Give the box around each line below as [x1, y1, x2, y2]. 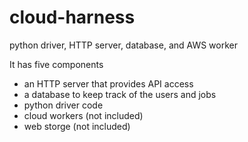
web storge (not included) [23, 120, 131, 132]
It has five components [9, 58, 104, 70]
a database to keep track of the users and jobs [23, 88, 217, 100]
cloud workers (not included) [23, 109, 144, 121]
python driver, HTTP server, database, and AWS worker [9, 39, 238, 51]
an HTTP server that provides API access [23, 77, 194, 90]
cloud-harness [9, 6, 136, 29]
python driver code [23, 99, 104, 111]
